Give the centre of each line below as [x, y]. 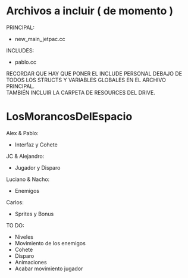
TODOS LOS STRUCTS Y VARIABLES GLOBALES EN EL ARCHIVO [86, 80]
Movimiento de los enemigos [50, 243]
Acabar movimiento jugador [49, 268]
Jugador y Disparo [37, 167]
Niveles [24, 237]
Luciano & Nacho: [28, 179]
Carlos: [15, 202]
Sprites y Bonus [34, 214]
